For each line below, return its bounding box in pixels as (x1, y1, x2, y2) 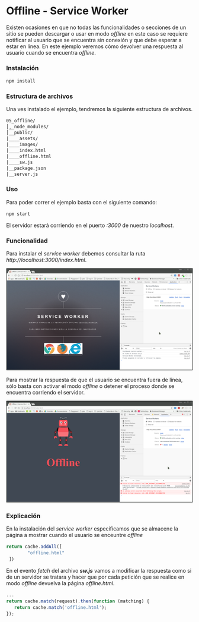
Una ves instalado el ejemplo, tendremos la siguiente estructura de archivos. (6, 106, 193, 113)
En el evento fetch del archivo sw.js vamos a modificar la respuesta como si (6, 567, 192, 574)
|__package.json (6, 165, 46, 172)
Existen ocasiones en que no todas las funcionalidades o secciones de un (6, 24, 187, 31)
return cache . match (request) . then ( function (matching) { (6, 598, 150, 604)
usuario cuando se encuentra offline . (6, 49, 97, 56)
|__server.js (6, 171, 38, 178)
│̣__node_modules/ (6, 124, 49, 130)
